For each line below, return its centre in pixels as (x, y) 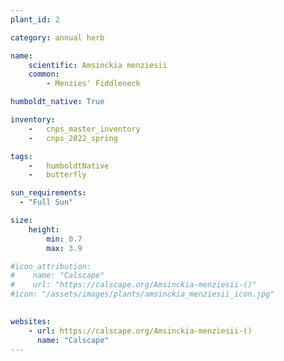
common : (44, 74)
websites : (31, 321)
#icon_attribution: (51, 266)
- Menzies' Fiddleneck (93, 84)
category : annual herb (57, 37)
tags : (21, 156)
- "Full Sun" (46, 202)
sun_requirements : (48, 193)
